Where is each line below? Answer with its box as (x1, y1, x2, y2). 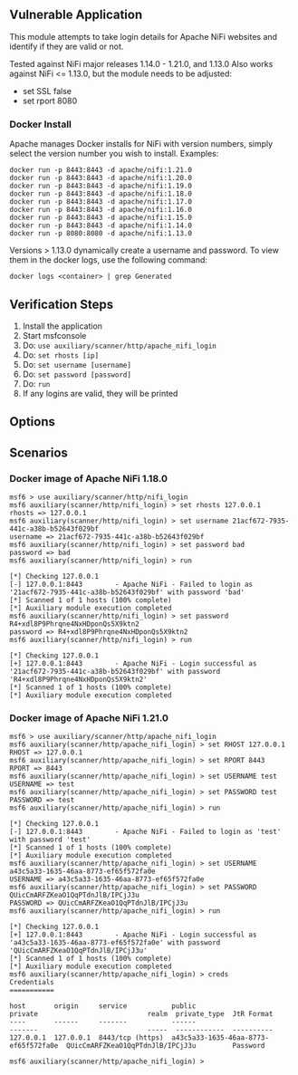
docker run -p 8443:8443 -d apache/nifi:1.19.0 (9, 181, 193, 191)
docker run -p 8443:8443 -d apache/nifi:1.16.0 (9, 206, 193, 215)
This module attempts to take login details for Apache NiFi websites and (9, 31, 278, 42)
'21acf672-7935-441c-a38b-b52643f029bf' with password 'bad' (9, 588, 245, 597)
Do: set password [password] (22, 369, 131, 379)
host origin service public (9, 1002, 197, 1011)
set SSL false (22, 85, 72, 96)
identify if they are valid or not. (9, 41, 124, 52)
